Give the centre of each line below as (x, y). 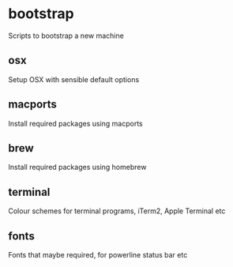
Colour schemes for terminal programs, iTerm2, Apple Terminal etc (117, 211)
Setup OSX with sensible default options (74, 79)
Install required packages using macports (76, 123)
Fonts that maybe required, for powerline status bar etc (98, 255)
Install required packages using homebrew (77, 167)
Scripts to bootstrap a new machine (66, 36)
